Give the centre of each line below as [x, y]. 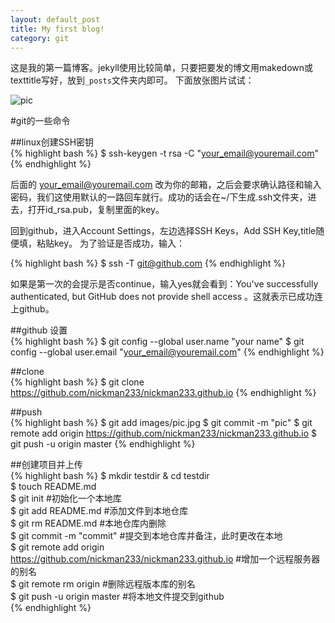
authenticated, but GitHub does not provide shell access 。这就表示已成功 [162, 297]
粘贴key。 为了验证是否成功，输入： [111, 243]
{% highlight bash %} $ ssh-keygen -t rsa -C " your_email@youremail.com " [165, 153]
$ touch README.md [53, 487]
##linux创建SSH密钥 [52, 142]
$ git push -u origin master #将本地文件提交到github [117, 597]
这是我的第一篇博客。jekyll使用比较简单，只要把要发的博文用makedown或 [162, 68]
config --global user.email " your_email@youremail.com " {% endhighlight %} [167, 352]
